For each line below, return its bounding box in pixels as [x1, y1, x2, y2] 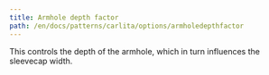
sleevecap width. [9, 55, 73, 66]
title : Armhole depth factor [9, 12, 119, 22]
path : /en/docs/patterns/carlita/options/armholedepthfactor [9, 21, 245, 30]
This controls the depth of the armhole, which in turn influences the [9, 46, 260, 56]
